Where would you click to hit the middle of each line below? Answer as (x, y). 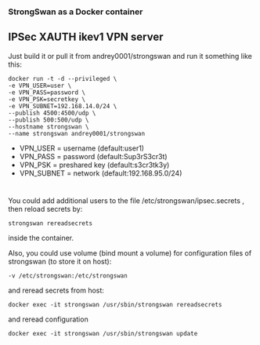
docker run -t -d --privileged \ (63, 78)
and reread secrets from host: (56, 290)
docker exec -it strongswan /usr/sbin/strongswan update (103, 333)
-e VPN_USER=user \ (40, 85)
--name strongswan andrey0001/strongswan (77, 133)
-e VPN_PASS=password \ (47, 93)
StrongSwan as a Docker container (76, 12)
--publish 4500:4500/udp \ (52, 113)
